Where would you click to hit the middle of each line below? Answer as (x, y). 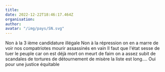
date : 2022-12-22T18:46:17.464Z (39, 15)
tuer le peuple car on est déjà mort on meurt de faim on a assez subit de (80, 54)
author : (13, 24)
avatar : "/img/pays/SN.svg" (35, 29)
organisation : (20, 19)
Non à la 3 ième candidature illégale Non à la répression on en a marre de (82, 43)
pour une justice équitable (32, 64)
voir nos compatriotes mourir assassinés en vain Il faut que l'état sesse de (82, 48)
